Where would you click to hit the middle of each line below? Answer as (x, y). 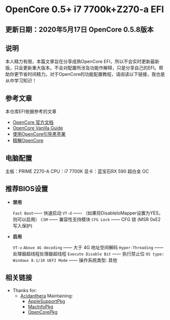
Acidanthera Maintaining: (47, 296)
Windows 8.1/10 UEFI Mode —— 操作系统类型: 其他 (65, 260)
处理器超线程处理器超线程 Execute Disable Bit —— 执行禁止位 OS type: (88, 254)
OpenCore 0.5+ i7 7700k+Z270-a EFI (85, 9)
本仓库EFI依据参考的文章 (31, 112)
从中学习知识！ (21, 81)
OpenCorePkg (42, 312)
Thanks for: (25, 290)
